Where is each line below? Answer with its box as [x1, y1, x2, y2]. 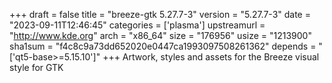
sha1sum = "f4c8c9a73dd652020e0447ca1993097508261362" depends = [9, 40, 317, 52]
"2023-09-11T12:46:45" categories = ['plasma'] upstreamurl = [9, 19, 266, 31]
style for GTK [9, 62, 64, 73]
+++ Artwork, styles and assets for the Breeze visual [102, 51, 320, 63]
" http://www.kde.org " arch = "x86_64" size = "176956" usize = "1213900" [9, 30, 312, 41]
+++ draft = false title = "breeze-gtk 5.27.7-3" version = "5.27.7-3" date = [9, 9, 311, 20]
